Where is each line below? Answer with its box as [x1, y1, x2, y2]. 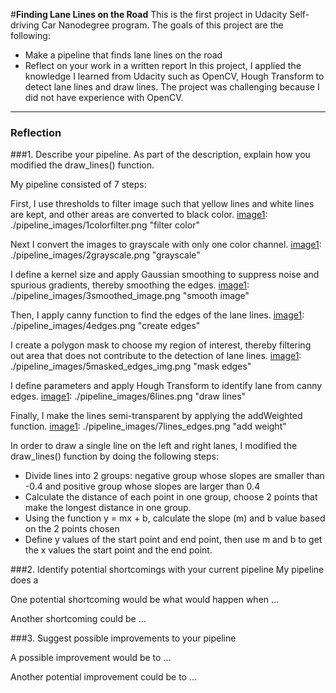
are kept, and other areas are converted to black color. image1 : [10, 209, 268, 221]
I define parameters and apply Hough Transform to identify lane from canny [10, 380, 323, 392]
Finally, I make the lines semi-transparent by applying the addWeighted [10, 410, 303, 422]
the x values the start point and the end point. [24, 544, 213, 556]
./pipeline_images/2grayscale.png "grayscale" [10, 249, 201, 261]
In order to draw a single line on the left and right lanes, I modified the [10, 440, 298, 452]
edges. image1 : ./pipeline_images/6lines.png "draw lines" [10, 390, 247, 403]
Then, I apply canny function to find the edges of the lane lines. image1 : [10, 309, 305, 321]
